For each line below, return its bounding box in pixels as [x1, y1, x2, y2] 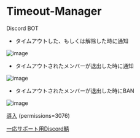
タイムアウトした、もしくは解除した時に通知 [15, 37, 129, 44]
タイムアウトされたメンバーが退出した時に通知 [15, 62, 134, 69]
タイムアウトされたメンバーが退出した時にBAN [15, 87, 134, 94]
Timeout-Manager [6, 4, 102, 18]
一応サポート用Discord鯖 [6, 125, 69, 132]
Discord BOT [6, 25, 39, 32]
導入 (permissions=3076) [6, 112, 71, 119]
